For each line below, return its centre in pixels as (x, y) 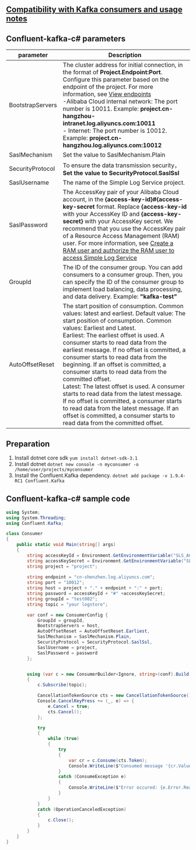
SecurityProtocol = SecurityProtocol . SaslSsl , (95, 642)
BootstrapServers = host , (69, 626)
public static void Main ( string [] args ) (66, 545)
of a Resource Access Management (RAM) (121, 236)
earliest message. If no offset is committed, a (124, 350)
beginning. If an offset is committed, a (114, 365)
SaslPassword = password (67, 653)
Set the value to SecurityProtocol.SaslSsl (121, 173)
